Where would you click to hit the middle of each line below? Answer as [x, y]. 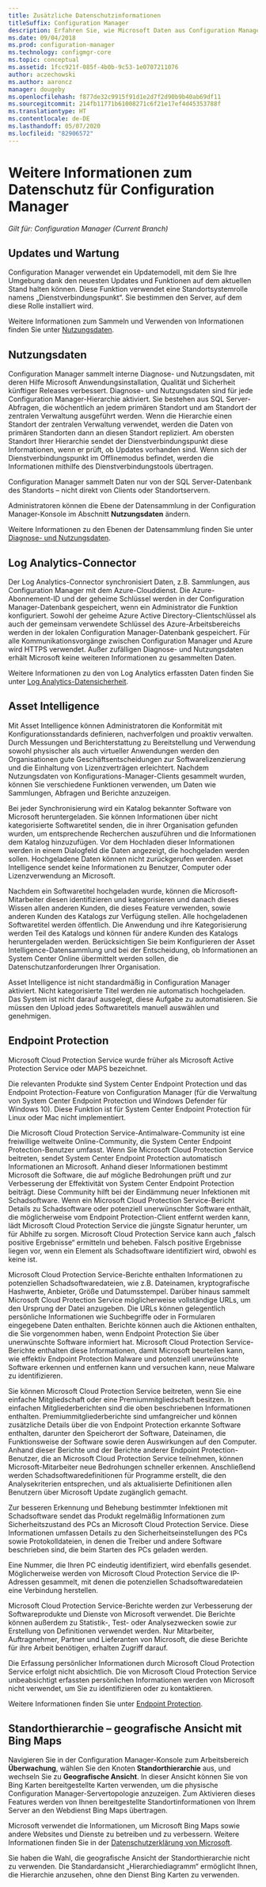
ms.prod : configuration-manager [61, 45]
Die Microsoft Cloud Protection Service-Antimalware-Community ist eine [127, 1133]
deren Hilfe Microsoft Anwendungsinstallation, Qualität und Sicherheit [122, 382]
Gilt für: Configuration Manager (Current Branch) [88, 228]
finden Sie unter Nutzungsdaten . [61, 330]
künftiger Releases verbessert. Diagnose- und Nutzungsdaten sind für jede [131, 391]
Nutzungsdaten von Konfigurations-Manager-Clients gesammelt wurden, [127, 776]
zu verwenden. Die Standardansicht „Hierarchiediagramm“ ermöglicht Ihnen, [133, 1866]
